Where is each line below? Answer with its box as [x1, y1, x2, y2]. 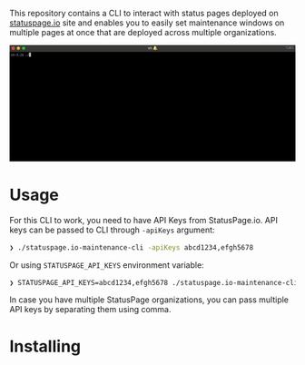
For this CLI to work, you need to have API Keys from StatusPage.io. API [9, 214, 279, 225]
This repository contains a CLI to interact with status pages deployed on [9, 8, 279, 18]
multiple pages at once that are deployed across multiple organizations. [9, 27, 277, 37]
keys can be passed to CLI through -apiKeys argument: [9, 224, 215, 235]
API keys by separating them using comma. [9, 304, 172, 315]
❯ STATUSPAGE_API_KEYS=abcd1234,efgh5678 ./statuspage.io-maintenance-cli [9, 278, 299, 287]
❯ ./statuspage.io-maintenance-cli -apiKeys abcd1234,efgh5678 [9, 242, 254, 252]
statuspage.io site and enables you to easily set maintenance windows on [9, 17, 285, 28]
